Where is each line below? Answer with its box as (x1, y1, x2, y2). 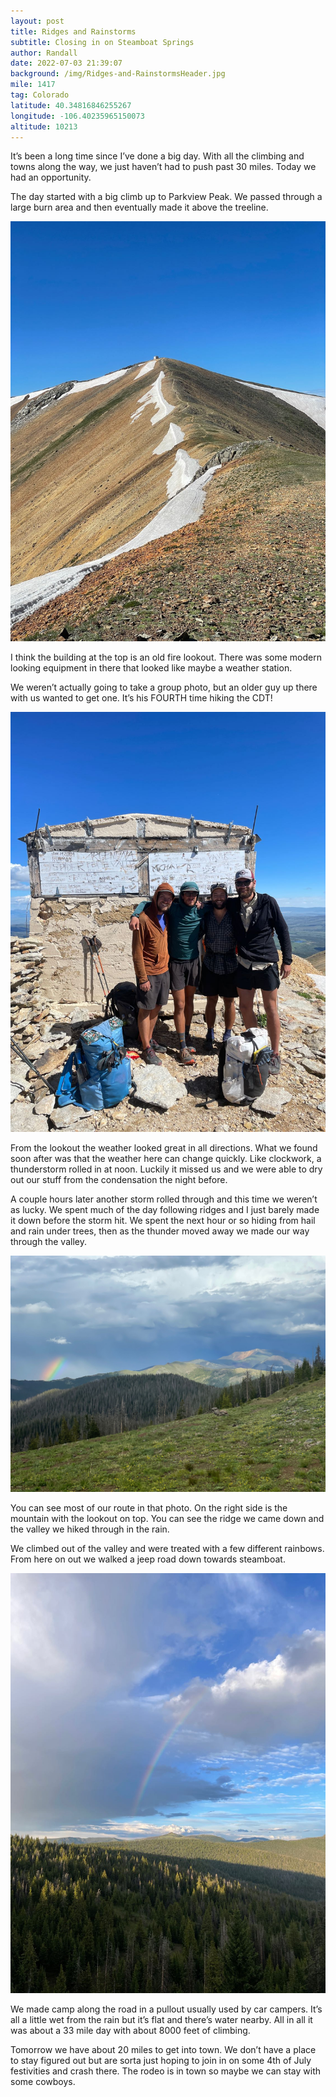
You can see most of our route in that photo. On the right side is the (10, 1502, 288, 1514)
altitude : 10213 (10, 121, 78, 132)
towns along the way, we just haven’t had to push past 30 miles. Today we (10, 161, 317, 173)
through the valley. (10, 1236, 87, 1248)
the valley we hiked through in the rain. (10, 1523, 170, 1535)
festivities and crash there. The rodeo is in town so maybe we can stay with (10, 2065, 322, 2077)
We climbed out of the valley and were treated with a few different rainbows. (10, 1543, 325, 1555)
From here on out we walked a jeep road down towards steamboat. (10, 1553, 286, 1565)
